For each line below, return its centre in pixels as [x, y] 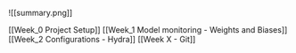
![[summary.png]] [41, 13]
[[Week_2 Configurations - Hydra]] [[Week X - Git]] [102, 39]
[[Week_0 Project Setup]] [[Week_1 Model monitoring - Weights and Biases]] [148, 30]
